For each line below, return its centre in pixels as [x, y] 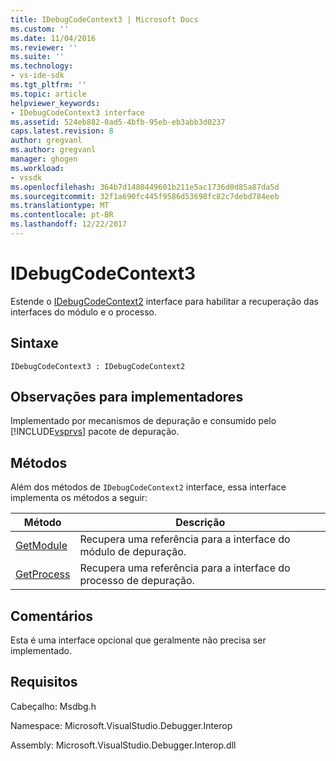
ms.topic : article [48, 94]
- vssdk [26, 177]
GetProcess [43, 574]
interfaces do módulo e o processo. [84, 312]
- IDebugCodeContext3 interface [77, 112]
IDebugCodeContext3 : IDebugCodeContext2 [98, 366]
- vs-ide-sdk [37, 76]
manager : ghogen [44, 159]
